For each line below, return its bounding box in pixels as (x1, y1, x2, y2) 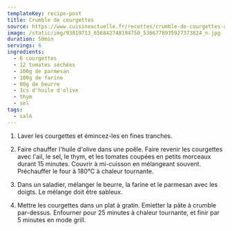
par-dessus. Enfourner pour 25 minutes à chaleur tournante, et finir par (17, 208, 220, 217)
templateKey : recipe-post (7, 10, 81, 17)
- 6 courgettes (13, 55, 57, 62)
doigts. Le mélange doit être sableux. (17, 188, 123, 196)
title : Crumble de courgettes (7, 17, 95, 23)
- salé (13, 112, 32, 119)
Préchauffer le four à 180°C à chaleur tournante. (17, 167, 154, 175)
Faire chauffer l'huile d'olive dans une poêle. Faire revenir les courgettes (17, 145, 223, 153)
